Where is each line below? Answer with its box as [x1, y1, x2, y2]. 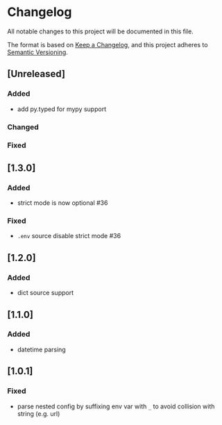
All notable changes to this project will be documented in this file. [7, 27, 194, 35]
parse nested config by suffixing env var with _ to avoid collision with [17, 402, 215, 410]
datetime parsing [17, 345, 66, 353]
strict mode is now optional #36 [17, 199, 108, 207]
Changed [7, 122, 40, 132]
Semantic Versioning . [7, 48, 68, 56]
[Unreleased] [7, 68, 66, 80]
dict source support [17, 289, 74, 297]
